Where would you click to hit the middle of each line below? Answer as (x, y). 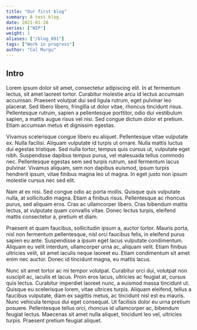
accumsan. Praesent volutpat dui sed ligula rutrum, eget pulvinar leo (89, 100)
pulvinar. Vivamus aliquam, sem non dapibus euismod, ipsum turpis (88, 167)
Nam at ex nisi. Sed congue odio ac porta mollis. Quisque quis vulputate (93, 191)
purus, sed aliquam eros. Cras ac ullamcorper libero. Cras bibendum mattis (97, 204)
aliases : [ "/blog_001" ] (35, 39)
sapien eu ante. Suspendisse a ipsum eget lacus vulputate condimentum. (95, 240)
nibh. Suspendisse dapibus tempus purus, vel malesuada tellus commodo (95, 155)
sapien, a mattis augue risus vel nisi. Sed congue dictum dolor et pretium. (95, 119)
